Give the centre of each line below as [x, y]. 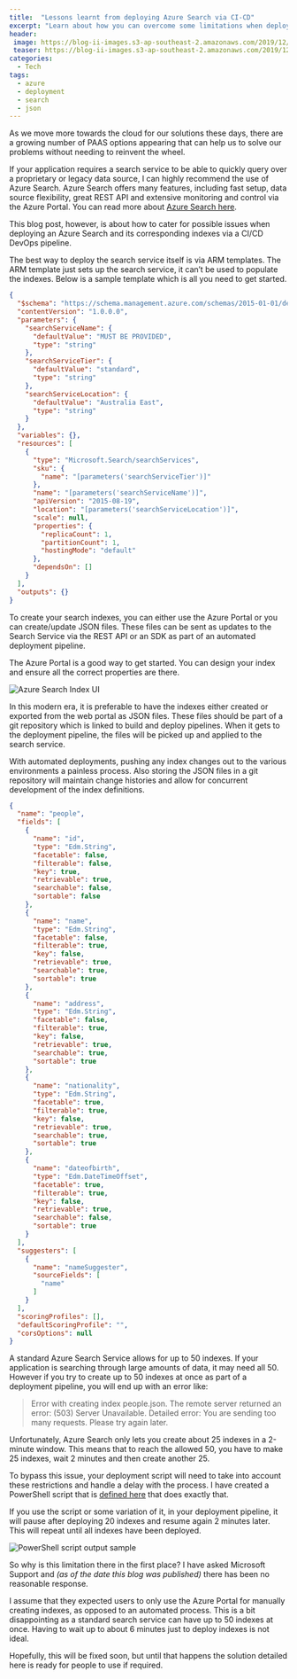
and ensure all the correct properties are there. [94, 672]
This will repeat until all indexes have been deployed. [105, 1531]
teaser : [27, 51]
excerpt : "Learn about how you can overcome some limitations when [136, 26]
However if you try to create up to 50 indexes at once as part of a [128, 1377]
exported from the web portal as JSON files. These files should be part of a [146, 715]
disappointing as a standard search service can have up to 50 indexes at [141, 1620]
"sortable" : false [66, 896]
